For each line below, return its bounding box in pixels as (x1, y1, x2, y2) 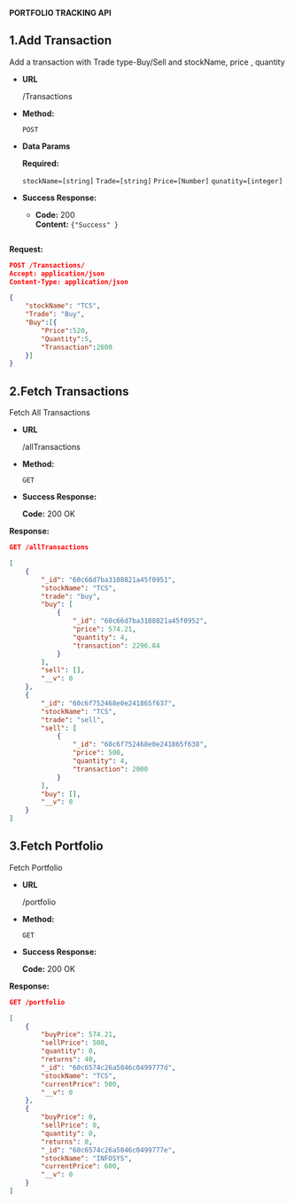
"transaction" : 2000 (72, 764, 149, 773)
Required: (21, 158, 59, 168)
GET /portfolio (9, 997, 66, 1006)
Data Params (21, 141, 71, 151)
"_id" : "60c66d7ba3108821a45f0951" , (41, 575, 176, 584)
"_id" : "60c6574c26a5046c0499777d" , (41, 1063, 176, 1072)
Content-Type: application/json (9, 277, 128, 286)
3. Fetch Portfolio (9, 839, 104, 854)
